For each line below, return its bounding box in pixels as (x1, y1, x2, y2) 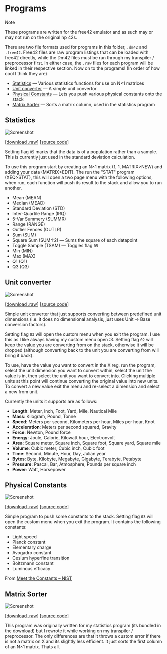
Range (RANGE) (12, 221, 45, 227)
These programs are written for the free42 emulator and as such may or (5, 29, 153, 35)
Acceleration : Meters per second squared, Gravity (12, 424, 117, 430)
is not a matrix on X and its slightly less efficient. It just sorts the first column (5, 638, 162, 645)
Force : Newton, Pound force (12, 429, 71, 435)
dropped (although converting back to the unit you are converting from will (5, 347, 159, 353)
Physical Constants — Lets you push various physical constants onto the (12, 91, 162, 97)
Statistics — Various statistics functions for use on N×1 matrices (12, 80, 144, 86)
